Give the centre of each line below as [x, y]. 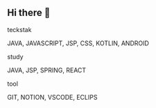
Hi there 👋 [29, 13]
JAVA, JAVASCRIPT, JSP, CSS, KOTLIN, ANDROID [78, 43]
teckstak [19, 29]
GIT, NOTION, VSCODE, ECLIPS [52, 97]
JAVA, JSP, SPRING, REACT [47, 70]
